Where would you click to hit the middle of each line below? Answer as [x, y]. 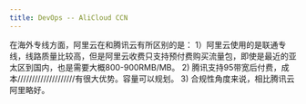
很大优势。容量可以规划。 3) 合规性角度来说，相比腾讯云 [189, 79]
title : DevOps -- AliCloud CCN [69, 18]
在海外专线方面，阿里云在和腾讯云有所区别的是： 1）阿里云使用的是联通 [144, 44]
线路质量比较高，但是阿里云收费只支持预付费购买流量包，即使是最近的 [157, 56]
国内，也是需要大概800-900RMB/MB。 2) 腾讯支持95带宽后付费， [158, 67]
